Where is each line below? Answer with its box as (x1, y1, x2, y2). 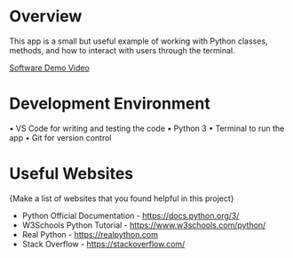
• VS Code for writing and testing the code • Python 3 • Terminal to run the (9, 123, 285, 133)
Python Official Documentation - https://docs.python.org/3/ (21, 210, 240, 221)
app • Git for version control (9, 132, 112, 143)
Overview (9, 6, 83, 27)
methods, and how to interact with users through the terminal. (9, 44, 235, 55)
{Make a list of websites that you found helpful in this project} (9, 193, 234, 204)
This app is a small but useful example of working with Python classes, (9, 36, 268, 46)
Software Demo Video (9, 62, 91, 73)
